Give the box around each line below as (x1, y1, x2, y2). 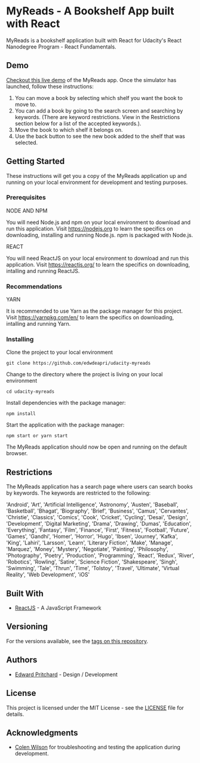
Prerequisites (6, 193, 46, 202)
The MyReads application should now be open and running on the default (6, 443, 187, 450)
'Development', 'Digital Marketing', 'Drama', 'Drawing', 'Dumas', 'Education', (6, 520, 192, 528)
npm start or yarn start (6, 433, 68, 439)
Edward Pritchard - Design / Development (14, 671, 118, 678)
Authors (6, 655, 38, 665)
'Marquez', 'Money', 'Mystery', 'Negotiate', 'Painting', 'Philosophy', (6, 546, 169, 553)
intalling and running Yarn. (6, 320, 71, 328)
